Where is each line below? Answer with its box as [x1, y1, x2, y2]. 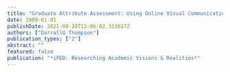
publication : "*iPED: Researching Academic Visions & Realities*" [7, 55, 201, 62]
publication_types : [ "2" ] [7, 36, 81, 43]
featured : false [7, 49, 53, 56]
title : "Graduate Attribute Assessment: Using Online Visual [7, 10, 186, 17]
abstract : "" [7, 42, 44, 49]
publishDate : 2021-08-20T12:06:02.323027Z [7, 23, 130, 29]
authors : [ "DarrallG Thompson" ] [7, 29, 99, 36]
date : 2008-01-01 [7, 16, 57, 23]
